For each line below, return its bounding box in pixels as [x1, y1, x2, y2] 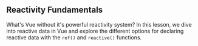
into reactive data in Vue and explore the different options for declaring [6, 27, 184, 34]
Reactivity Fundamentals [6, 5, 103, 15]
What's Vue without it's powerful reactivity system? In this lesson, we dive [6, 21, 193, 28]
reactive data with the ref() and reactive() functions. [6, 33, 142, 41]
